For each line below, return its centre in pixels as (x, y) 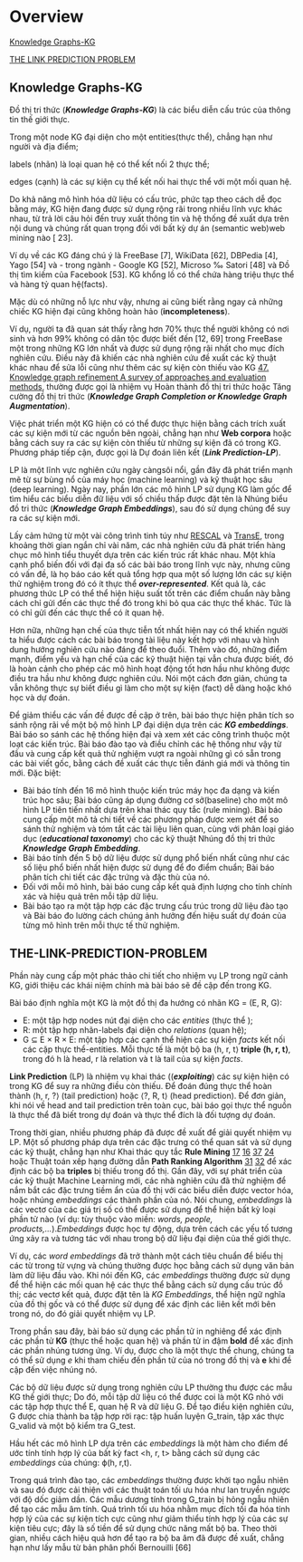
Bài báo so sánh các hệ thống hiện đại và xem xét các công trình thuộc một (150, 734)
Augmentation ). (40, 406)
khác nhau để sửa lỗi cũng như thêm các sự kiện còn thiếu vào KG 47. (139, 367)
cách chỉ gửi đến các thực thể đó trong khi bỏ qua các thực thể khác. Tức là (151, 603)
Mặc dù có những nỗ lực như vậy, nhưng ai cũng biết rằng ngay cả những (146, 302)
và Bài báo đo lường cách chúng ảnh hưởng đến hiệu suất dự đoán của (154, 915)
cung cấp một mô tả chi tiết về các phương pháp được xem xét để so (151, 819)
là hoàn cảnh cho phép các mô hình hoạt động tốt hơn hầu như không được (150, 669)
